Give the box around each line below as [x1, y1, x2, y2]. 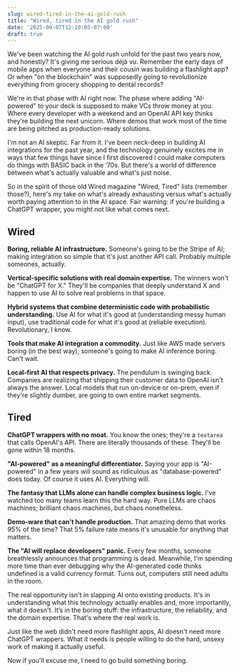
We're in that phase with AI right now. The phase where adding [7, 94, 193, 103]
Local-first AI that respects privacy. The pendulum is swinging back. [7, 368, 213, 377]
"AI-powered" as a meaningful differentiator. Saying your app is [7, 459, 200, 468]
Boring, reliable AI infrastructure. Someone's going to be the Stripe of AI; [7, 245, 225, 253]
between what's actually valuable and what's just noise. [7, 168, 172, 177]
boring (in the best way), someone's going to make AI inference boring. [7, 347, 217, 355]
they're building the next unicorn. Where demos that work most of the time [7, 117, 227, 126]
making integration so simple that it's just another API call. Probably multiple [7, 253, 231, 261]
